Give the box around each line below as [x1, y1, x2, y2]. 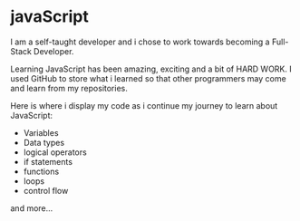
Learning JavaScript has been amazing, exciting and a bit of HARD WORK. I [10, 63, 293, 74]
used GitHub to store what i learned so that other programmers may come [10, 72, 286, 83]
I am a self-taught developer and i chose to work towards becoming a [10, 36, 270, 47]
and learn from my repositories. [10, 82, 128, 93]
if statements [23, 156, 73, 167]
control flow [23, 185, 69, 196]
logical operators [23, 147, 87, 158]
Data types [23, 137, 65, 148]
